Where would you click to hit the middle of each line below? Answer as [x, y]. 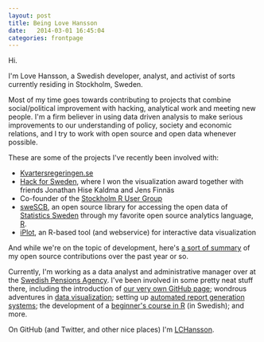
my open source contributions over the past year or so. [99, 257]
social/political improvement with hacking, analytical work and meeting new [132, 108]
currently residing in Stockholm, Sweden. [76, 85]
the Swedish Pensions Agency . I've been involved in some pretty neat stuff [131, 281]
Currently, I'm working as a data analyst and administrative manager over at [132, 272]
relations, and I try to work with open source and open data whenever [122, 134]
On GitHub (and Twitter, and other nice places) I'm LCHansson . [111, 330]
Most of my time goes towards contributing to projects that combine [120, 100]
